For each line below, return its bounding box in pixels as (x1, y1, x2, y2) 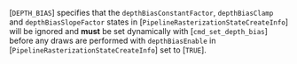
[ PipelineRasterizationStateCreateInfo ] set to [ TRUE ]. (9, 45, 207, 55)
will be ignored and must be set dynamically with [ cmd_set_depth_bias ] (9, 26, 269, 36)
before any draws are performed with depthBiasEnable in (9, 35, 216, 46)
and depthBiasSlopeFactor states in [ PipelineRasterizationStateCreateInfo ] (9, 17, 289, 27)
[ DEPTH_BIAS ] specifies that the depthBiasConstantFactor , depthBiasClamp (9, 8, 274, 18)
